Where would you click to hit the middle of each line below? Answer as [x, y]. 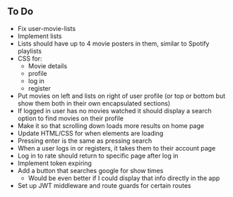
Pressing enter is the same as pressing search [85, 141]
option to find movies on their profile [70, 118]
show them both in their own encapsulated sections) [94, 103]
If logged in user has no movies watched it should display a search [114, 110]
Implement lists [40, 36]
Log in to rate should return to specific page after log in [98, 155]
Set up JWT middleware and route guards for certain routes [104, 185]
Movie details [48, 65]
